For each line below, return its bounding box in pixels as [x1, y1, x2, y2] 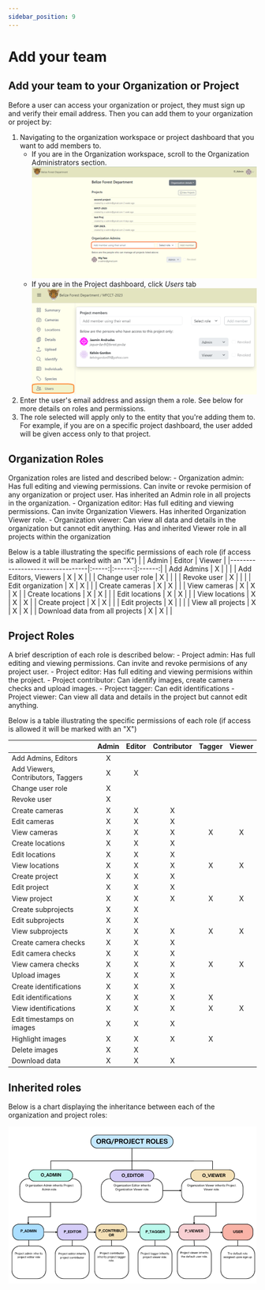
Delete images [11, 1045, 58, 1054]
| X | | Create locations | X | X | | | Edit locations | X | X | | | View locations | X [8, 589, 256, 599]
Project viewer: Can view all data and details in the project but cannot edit [8, 692, 248, 702]
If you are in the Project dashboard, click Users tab [31, 279, 197, 289]
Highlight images [11, 1034, 67, 1043]
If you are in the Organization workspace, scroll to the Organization [31, 149, 250, 158]
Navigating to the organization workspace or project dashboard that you [19, 132, 255, 142]
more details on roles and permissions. [19, 404, 146, 414]
